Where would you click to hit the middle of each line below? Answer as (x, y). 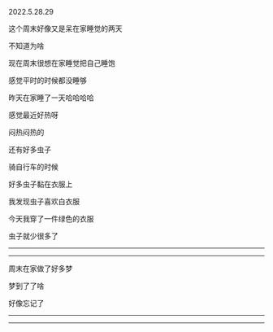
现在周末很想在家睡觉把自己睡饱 (62, 63)
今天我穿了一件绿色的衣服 (51, 218)
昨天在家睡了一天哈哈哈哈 (51, 98)
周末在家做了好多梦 (41, 269)
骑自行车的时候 (33, 167)
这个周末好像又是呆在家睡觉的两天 (65, 28)
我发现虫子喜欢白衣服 (44, 201)
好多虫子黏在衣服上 (41, 184)
